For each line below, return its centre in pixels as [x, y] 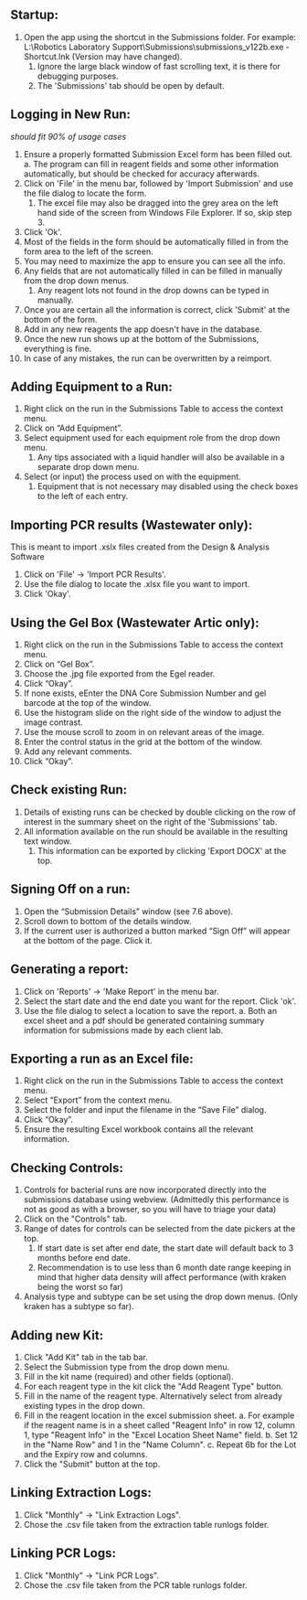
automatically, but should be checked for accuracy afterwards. [141, 174]
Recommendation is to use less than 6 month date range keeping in [164, 1268]
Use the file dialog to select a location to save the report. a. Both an [150, 1010]
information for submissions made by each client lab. [123, 1030]
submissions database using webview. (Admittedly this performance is [156, 1200]
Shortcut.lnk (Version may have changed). [103, 56]
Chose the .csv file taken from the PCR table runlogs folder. [135, 1584]
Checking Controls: [67, 1168]
